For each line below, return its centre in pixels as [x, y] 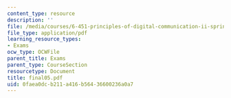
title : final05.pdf [35, 78]
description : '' [30, 20]
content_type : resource [41, 13]
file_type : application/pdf [47, 33]
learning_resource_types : [44, 39]
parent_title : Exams [37, 59]
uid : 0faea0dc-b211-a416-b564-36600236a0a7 [70, 84]
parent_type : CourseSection [47, 65]
